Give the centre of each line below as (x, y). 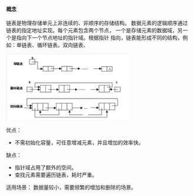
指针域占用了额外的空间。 (46, 168)
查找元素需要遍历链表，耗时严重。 (56, 175)
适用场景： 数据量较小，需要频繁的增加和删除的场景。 (71, 187)
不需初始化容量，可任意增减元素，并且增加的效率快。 (79, 143)
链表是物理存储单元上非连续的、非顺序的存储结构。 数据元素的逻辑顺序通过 (97, 23)
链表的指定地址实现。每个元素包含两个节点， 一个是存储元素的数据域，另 (94, 31)
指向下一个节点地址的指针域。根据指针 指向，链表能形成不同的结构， (99, 38)
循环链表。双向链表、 (63, 45)
